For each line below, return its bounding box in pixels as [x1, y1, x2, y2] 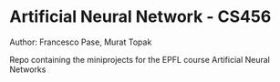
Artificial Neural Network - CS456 [9, 6, 272, 27]
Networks [9, 64, 47, 75]
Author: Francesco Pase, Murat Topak [9, 36, 152, 47]
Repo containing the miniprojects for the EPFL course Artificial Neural [9, 54, 271, 65]
